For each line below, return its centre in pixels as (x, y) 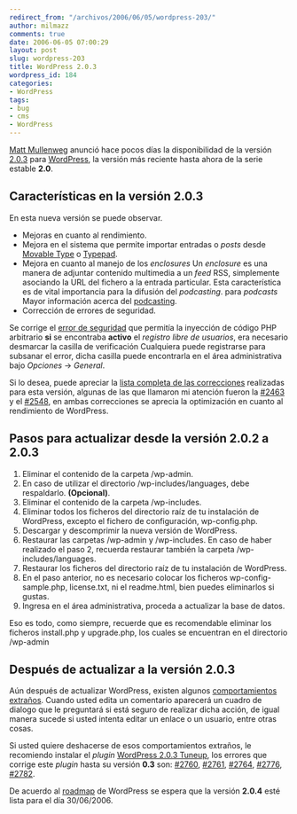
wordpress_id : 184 (43, 75)
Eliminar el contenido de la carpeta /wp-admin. (107, 474)
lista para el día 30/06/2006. (61, 801)
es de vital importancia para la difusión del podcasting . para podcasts (150, 291)
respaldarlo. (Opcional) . (66, 492)
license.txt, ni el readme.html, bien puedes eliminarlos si (172, 587)
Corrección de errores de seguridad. (89, 310)
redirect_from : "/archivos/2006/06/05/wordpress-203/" (113, 17)
